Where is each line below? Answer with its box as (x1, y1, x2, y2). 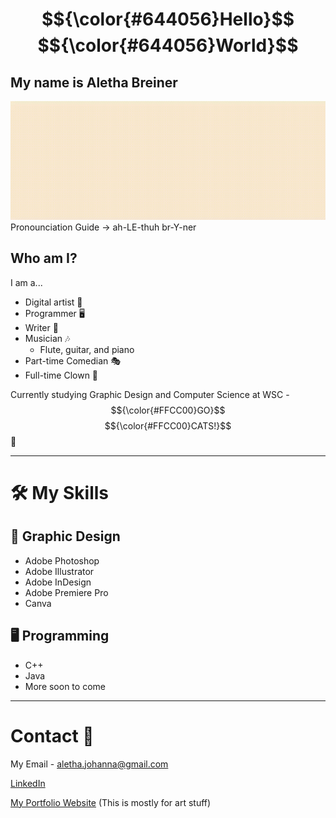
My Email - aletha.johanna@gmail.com (10, 758, 169, 770)
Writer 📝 (24, 321, 59, 333)
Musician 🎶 (24, 332, 71, 344)
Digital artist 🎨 (24, 296, 83, 308)
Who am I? (10, 250, 78, 267)
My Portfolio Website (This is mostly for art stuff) (10, 796, 212, 808)
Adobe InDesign (24, 576, 92, 588)
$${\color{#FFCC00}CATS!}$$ (104, 419, 232, 432)
